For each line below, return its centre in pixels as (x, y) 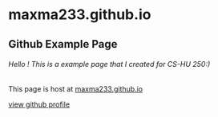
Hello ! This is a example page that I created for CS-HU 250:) (109, 64)
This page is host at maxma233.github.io (75, 88)
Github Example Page (63, 44)
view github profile (39, 104)
